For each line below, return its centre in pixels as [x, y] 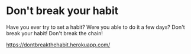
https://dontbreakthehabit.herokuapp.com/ [58, 45]
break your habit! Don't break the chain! [55, 33]
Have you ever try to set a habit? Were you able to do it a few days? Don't [96, 27]
